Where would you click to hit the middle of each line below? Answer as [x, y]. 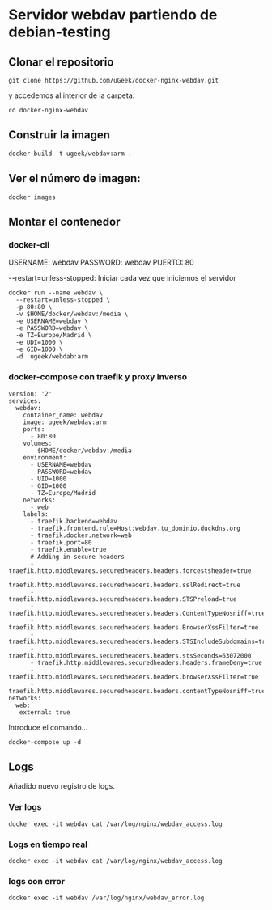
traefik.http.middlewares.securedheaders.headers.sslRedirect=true [125, 585]
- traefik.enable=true [68, 549]
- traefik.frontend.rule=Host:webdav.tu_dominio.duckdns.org [135, 528]
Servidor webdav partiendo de [113, 15]
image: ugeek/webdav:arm [65, 422]
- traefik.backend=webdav [73, 521]
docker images [32, 197]
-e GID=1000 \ [39, 349]
